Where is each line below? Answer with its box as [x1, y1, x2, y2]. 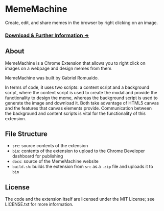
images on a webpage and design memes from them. [5, 65, 113, 71]
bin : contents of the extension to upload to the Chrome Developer [12, 148, 145, 154]
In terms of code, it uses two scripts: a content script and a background [5, 84, 149, 90]
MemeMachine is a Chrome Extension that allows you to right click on [5, 60, 146, 66]
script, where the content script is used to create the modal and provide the [5, 89, 158, 95]
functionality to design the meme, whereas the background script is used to [5, 95, 158, 101]
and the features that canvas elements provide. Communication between [5, 105, 152, 111]
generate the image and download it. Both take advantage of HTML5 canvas [5, 100, 159, 106]
